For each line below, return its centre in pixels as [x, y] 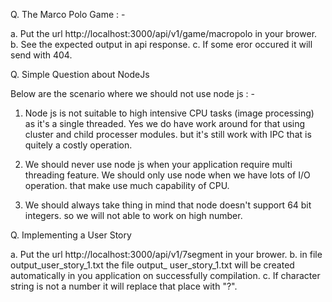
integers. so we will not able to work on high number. [133, 215]
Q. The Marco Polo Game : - [68, 14]
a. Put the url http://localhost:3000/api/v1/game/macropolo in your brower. [164, 33]
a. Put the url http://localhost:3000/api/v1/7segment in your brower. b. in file [166, 254]
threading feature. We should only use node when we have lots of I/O [167, 175]
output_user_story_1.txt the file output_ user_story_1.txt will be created [152, 265]
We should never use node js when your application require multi [158, 164]
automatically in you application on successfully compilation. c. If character [165, 275]
